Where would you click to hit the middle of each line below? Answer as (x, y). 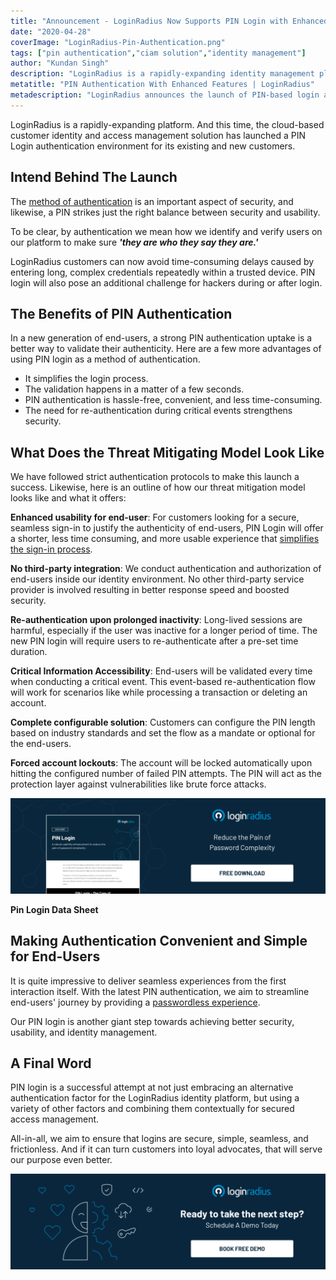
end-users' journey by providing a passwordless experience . (135, 1002)
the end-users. (41, 744)
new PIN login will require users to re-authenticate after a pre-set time (154, 641)
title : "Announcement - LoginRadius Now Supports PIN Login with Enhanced (169, 21)
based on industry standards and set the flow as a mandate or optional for (163, 733)
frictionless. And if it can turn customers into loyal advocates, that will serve (166, 1149)
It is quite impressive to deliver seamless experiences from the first (148, 981)
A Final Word (51, 1063)
